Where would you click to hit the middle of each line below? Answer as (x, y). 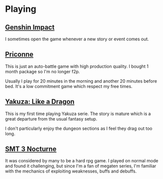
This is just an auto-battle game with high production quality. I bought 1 (77, 66)
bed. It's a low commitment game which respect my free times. (69, 86)
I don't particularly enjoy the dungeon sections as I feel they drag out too (79, 128)
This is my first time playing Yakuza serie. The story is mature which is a (78, 114)
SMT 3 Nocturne (31, 149)
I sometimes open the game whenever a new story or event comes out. (77, 39)
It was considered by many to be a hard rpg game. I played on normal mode (82, 161)
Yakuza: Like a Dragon (40, 102)
